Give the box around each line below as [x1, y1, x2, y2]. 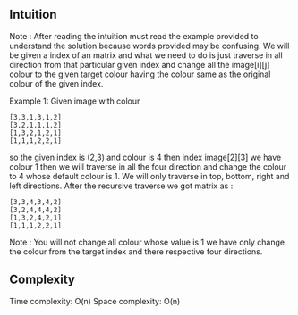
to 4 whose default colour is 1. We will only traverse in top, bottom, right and [9, 170, 290, 181]
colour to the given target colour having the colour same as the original [9, 69, 271, 79]
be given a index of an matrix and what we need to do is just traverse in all [9, 49, 284, 61]
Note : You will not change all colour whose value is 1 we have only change [9, 236, 285, 247]
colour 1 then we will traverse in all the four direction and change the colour [9, 161, 287, 172]
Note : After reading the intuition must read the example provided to [9, 30, 259, 41]
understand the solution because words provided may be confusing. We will [9, 40, 290, 51]
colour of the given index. [9, 78, 104, 88]
